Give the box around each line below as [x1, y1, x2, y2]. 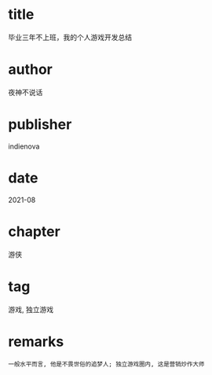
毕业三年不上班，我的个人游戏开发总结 [8, 32, 132, 42]
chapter [8, 222, 60, 241]
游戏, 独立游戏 [8, 304, 53, 314]
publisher [8, 116, 72, 134]
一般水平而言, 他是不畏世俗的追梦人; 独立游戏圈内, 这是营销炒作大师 [8, 360, 205, 368]
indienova [8, 142, 40, 151]
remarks [8, 333, 64, 351]
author [8, 61, 53, 79]
